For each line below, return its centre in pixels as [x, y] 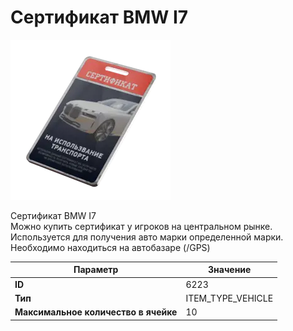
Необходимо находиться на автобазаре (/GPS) [110, 247]
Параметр [96, 270]
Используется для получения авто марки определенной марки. [147, 237]
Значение [230, 270]
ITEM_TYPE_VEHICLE [229, 298]
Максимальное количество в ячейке [96, 312]
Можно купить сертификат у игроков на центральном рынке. [141, 226]
